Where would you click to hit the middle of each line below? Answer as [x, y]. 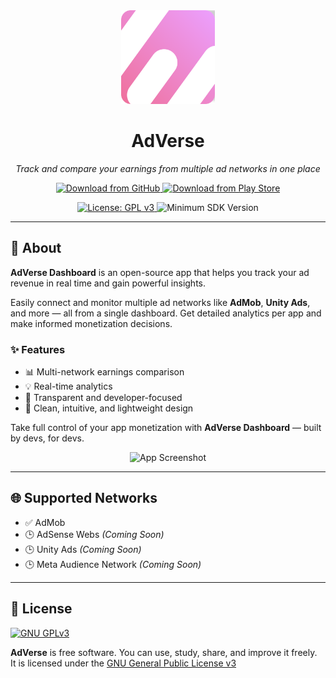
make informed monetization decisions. [91, 323]
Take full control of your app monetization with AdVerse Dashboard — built [166, 428]
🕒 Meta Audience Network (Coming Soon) [113, 564]
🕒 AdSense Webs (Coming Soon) [94, 534]
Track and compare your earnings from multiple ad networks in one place [168, 168]
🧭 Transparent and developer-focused [103, 398]
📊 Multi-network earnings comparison [104, 372]
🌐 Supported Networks [84, 498]
